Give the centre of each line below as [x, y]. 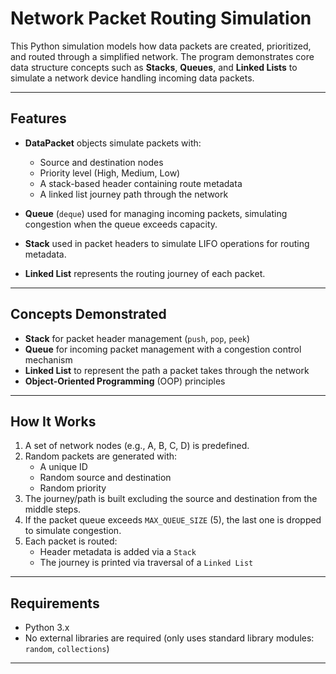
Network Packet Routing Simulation [161, 18]
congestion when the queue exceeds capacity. [121, 224]
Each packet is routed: [71, 541]
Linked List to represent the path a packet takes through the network [167, 370]
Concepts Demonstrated [88, 314]
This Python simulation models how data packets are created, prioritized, [161, 46]
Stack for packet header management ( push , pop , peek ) [137, 338]
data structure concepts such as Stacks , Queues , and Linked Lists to [154, 67]
